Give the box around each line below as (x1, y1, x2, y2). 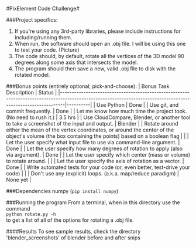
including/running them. (14, 34, 73, 40)
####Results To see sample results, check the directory (6, 228, 141, 235)
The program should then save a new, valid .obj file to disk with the (14, 65, 176, 72)
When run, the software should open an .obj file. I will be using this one (14, 40, 186, 47)
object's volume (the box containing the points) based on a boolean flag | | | (6, 133, 189, 140)
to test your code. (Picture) (14, 46, 80, 53)
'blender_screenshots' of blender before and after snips (6, 234, 140, 241)
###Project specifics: (6, 16, 58, 23)
